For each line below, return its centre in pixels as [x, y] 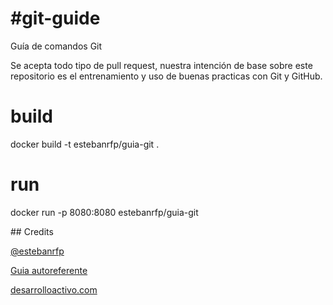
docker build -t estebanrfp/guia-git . [85, 144]
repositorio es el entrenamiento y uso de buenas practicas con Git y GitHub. [166, 76]
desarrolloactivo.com [54, 289]
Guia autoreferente [49, 270]
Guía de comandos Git [56, 46]
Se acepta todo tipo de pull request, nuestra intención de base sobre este [161, 65]
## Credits [32, 231]
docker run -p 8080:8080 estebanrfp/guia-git [104, 212]
